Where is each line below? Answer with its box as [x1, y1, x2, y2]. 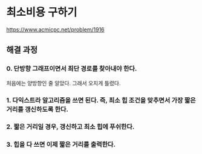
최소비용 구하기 [6, 5, 77, 19]
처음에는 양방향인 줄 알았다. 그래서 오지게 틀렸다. [6, 79, 121, 86]
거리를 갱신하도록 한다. [6, 105, 68, 114]
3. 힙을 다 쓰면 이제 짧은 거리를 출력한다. [6, 140, 116, 149]
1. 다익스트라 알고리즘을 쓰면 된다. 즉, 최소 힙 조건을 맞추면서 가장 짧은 [6, 96, 197, 104]
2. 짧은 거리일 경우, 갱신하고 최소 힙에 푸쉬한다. [6, 123, 135, 131]
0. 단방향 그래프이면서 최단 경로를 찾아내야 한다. [6, 65, 137, 73]
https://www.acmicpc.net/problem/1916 [6, 25, 105, 33]
